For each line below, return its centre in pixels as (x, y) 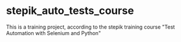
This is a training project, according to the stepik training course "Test (90, 27)
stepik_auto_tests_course (70, 11)
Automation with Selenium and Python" (53, 33)
